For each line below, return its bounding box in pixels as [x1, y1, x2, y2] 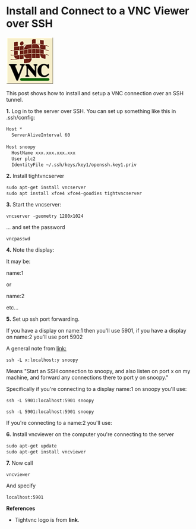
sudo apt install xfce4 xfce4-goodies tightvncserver [6, 190, 143, 196]
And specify [6, 482, 36, 489]
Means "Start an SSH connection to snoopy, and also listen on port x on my [6, 367, 191, 374]
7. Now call [6, 459, 33, 467]
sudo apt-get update [6, 443, 58, 449]
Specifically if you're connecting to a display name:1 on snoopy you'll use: [6, 385, 187, 392]
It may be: [6, 258, 31, 265]
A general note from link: [6, 345, 67, 352]
